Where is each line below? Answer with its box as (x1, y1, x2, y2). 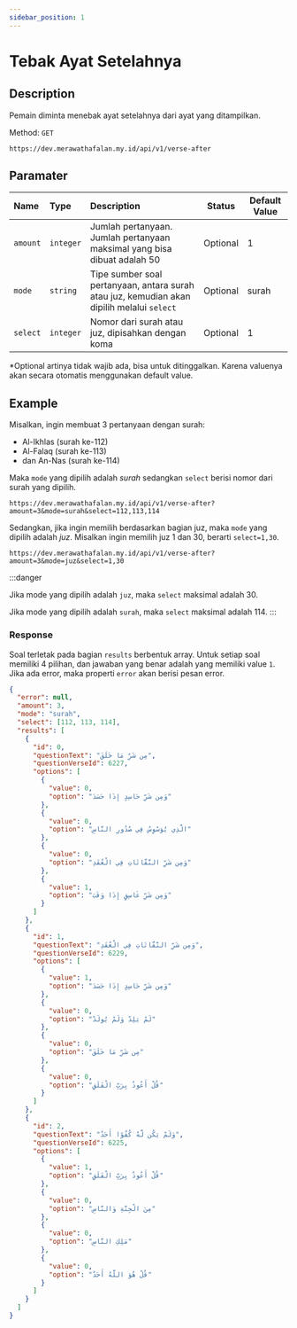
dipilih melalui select (89, 301, 177, 314)
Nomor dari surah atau (89, 316, 184, 328)
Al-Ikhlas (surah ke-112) (21, 436, 109, 448)
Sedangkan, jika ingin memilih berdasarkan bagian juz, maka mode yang (9, 522, 268, 533)
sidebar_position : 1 (9, 12, 86, 22)
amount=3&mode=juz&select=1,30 (9, 557, 125, 566)
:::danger (9, 573, 42, 583)
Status (207, 200, 236, 213)
